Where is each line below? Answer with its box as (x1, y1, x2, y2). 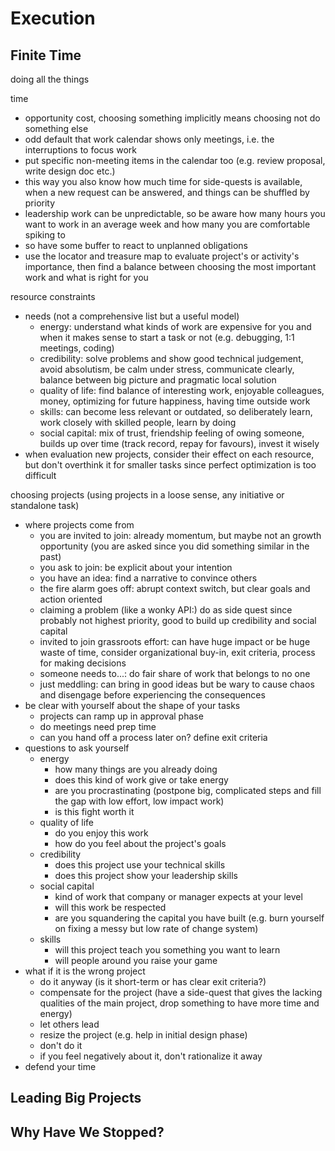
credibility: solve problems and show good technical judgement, (39, 353, 304, 364)
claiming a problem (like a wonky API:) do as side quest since (39, 604, 293, 616)
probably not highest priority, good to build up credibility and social (39, 615, 317, 626)
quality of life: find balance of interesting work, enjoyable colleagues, (39, 385, 325, 396)
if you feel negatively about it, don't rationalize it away (39, 1050, 263, 1062)
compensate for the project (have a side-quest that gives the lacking (39, 987, 323, 998)
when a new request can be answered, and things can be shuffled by (24, 187, 310, 198)
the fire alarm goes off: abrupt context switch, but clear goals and (39, 583, 311, 594)
